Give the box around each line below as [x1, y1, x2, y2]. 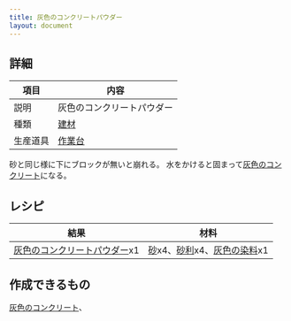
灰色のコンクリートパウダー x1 [13, 244, 140, 256]
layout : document [9, 21, 73, 30]
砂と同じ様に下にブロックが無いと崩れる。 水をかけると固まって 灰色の [9, 159, 267, 170]
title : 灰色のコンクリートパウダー [9, 12, 123, 22]
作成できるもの [9, 277, 91, 292]
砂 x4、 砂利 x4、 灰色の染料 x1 [148, 244, 269, 256]
